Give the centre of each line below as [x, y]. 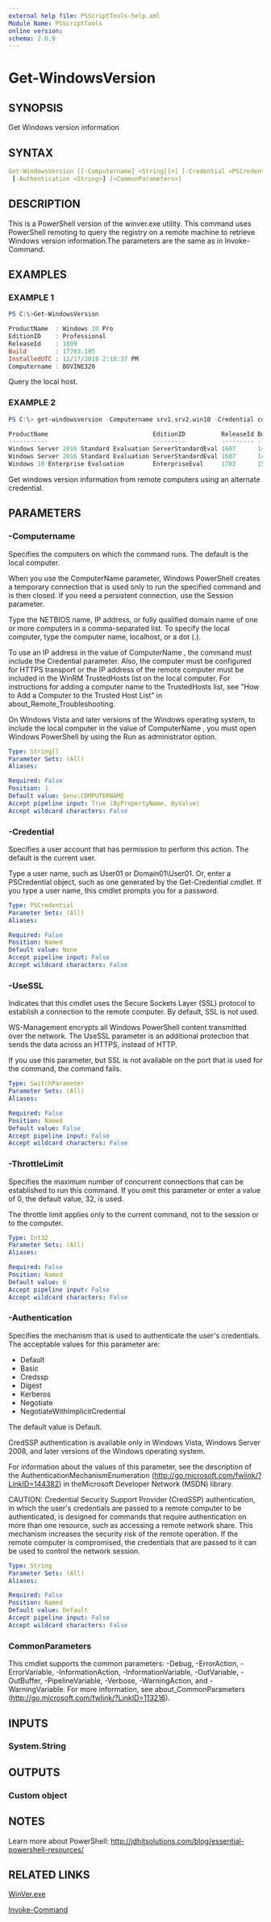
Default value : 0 [38, 1282]
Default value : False [45, 1128]
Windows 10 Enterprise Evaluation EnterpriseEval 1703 [122, 464]
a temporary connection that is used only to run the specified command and [135, 587]
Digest [31, 1385]
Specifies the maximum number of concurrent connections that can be [126, 1181]
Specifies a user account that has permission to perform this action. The [129, 849]
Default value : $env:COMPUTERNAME [67, 796]
